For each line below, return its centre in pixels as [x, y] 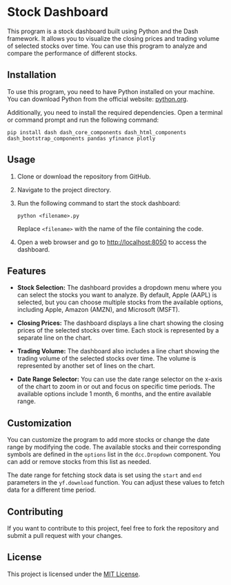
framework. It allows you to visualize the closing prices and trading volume [113, 38]
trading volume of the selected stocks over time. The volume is [107, 359]
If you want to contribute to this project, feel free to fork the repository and [113, 528]
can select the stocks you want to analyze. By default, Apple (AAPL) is [117, 295]
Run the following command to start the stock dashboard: [99, 203]
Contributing [35, 511]
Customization [40, 423]
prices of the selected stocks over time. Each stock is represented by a [118, 331]
